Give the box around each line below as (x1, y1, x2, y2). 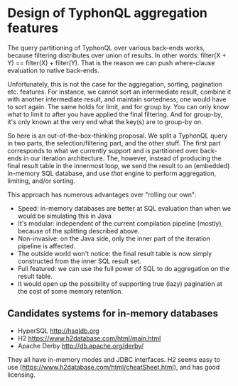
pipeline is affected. (17, 241, 76, 250)
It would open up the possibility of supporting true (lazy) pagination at (17, 279, 222, 288)
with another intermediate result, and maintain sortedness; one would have (7, 94, 227, 104)
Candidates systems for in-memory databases (7, 307, 219, 320)
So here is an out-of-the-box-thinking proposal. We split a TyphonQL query (7, 131, 228, 140)
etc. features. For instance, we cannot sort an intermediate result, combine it (7, 87, 232, 96)
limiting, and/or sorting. (7, 176, 76, 185)
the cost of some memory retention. (17, 287, 123, 295)
